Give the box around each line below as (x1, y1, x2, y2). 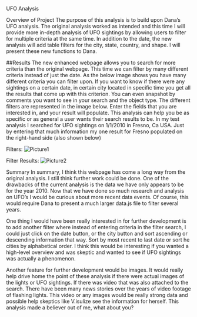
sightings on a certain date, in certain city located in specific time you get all (6, 84, 191, 91)
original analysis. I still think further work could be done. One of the (6, 175, 169, 181)
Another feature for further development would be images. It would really (6, 266, 183, 273)
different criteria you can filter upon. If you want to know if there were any (6, 78, 185, 85)
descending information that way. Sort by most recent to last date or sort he (6, 236, 190, 243)
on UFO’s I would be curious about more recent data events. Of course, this (6, 194, 189, 200)
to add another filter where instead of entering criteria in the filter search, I (6, 224, 186, 230)
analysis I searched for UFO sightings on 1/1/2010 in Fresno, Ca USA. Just (6, 122, 185, 128)
